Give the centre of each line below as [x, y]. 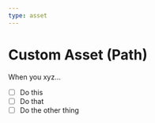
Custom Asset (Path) [78, 54]
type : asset [28, 15]
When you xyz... [34, 77]
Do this [31, 92]
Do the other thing [49, 110]
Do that [32, 101]
